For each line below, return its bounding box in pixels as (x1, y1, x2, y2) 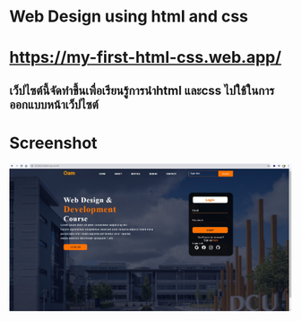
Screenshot (9, 133, 98, 153)
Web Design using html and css (9, 6, 249, 27)
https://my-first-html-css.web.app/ (9, 48, 282, 68)
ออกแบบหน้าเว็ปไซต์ (9, 97, 99, 112)
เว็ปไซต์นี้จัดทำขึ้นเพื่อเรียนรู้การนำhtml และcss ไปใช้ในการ (9, 82, 275, 98)
